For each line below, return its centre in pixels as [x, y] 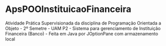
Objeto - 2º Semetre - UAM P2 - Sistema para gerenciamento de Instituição [83, 28]
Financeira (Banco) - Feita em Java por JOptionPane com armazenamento [82, 33]
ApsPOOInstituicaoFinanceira [68, 9]
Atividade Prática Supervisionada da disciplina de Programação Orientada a [83, 23]
